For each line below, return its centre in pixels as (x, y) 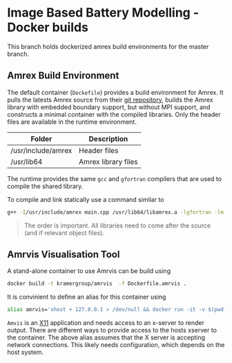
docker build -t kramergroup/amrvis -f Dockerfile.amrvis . (97, 284)
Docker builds (48, 27)
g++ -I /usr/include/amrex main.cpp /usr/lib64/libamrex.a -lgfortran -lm (116, 212)
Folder (41, 138)
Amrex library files (108, 162)
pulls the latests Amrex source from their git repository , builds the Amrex (110, 100)
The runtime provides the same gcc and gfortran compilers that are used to (115, 178)
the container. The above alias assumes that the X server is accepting (106, 337)
